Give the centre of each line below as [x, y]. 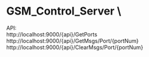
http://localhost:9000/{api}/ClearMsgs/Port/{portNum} [75, 47]
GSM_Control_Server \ [64, 11]
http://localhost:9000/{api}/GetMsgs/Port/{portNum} [72, 41]
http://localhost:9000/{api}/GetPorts [52, 34]
